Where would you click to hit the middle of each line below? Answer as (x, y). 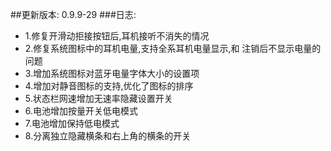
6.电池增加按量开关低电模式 (81, 111)
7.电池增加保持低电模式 (72, 123)
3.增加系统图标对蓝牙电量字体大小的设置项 (112, 73)
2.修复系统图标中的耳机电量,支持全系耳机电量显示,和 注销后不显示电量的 (173, 48)
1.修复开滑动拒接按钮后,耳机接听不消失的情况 (117, 36)
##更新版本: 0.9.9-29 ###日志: (73, 14)
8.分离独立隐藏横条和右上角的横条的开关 (108, 136)
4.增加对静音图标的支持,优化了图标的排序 (109, 86)
